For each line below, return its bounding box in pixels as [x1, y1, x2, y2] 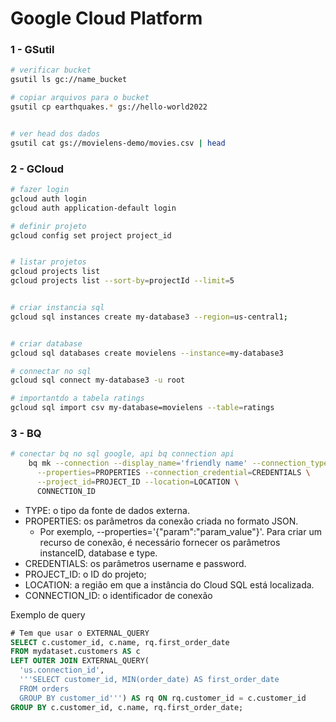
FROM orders [19, 683, 70, 694]
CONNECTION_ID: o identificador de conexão [24, 589, 213, 601]
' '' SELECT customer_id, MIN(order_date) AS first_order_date [19, 675, 280, 685]
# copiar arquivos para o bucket [10, 93, 150, 103]
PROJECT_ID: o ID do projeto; [24, 568, 147, 580]
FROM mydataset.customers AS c [10, 647, 141, 657]
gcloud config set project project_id [10, 230, 172, 241]
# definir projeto [10, 221, 87, 231]
